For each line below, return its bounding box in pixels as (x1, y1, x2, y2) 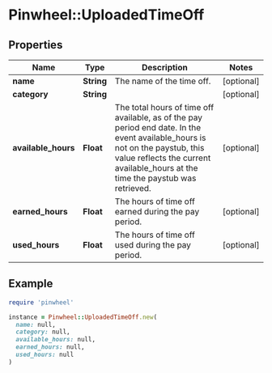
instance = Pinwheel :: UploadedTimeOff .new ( (8, 313, 158, 321)
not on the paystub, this (114, 142, 205, 153)
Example (8, 277, 53, 290)
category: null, (15, 328, 70, 337)
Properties (8, 38, 63, 52)
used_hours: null (15, 350, 74, 359)
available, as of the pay (114, 112, 202, 123)
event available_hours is (114, 132, 206, 143)
